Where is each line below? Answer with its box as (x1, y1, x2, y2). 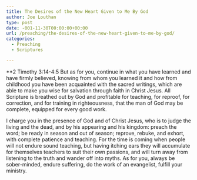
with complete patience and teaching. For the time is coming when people (6, 136, 186, 143)
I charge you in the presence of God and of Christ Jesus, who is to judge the (6, 117, 191, 124)
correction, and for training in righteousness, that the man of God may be (6, 99, 183, 106)
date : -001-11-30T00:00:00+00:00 (6, 25, 88, 31)
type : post (6, 19, 33, 25)
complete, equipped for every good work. (6, 105, 107, 112)
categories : (6, 36, 35, 42)
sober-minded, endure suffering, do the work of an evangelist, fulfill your (6, 161, 183, 168)
